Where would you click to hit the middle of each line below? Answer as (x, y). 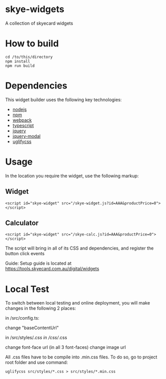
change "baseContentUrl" (32, 328)
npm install (18, 61)
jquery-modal (26, 136)
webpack (22, 120)
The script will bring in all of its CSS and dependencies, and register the (79, 248)
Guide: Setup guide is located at (38, 263)
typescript (23, 125)
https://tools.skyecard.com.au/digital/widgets (52, 269)
